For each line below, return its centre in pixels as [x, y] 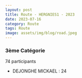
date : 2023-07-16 [23, 19]
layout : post [19, 10]
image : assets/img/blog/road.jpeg [41, 33]
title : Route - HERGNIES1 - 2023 [40, 14]
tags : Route [17, 28]
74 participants [21, 61]
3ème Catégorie [25, 50]
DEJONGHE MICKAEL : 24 [39, 71]
